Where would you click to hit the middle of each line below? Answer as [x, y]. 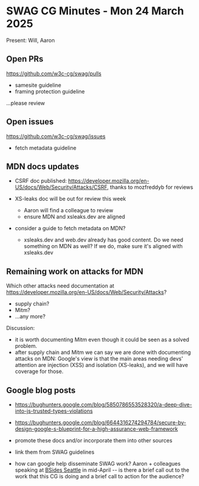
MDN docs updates [43, 166]
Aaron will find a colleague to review [68, 210]
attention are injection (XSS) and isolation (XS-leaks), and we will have [101, 365]
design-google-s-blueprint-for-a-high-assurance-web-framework [96, 429]
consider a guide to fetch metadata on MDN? [70, 228]
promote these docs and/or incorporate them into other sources [94, 440]
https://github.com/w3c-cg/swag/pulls [54, 74]
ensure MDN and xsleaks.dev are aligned [74, 217]
